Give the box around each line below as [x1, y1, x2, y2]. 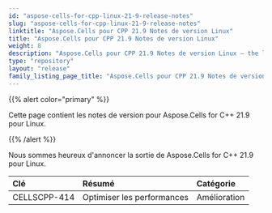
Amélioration [196, 191, 245, 202]
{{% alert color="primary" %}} [8, 94, 110, 104]
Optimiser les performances [82, 191, 189, 202]
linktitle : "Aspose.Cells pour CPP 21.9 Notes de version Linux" [8, 27, 233, 35]
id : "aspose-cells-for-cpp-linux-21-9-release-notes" [8, 11, 194, 20]
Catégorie [196, 177, 236, 189]
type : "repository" [8, 58, 74, 66]
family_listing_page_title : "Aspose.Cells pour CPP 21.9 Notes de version [8, 72, 266, 80]
